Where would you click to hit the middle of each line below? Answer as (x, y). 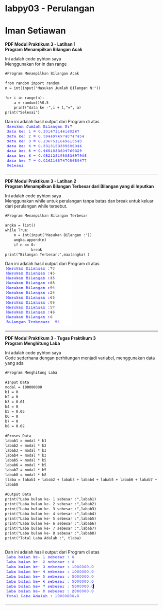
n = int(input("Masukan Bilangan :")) (53, 235)
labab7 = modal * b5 (26, 470)
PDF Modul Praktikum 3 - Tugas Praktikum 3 (50, 338)
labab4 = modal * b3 (26, 456)
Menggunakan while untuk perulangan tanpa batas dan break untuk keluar (79, 201)
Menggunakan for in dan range (36, 64)
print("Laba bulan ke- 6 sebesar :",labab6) (51, 524)
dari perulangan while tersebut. (36, 206)
